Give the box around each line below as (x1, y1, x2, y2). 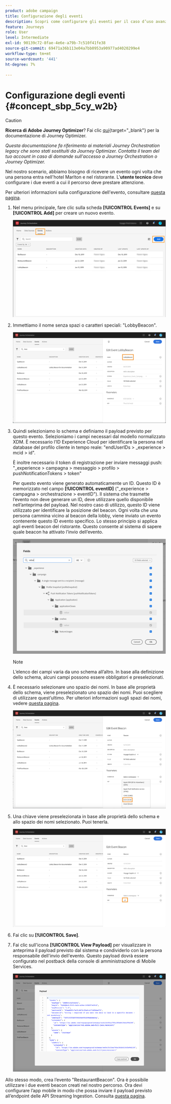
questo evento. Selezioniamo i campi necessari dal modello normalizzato (12, 433, 165, 440)
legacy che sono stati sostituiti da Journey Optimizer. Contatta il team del (5, 148, 160, 154)
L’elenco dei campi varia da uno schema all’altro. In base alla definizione (12, 669, 164, 675)
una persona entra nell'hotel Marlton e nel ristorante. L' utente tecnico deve (5, 174, 163, 180)
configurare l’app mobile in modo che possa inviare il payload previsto (5, 1087, 152, 1093)
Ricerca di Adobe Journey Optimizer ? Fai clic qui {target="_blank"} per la (5, 127, 159, 133)
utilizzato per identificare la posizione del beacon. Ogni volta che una (12, 507, 158, 513)
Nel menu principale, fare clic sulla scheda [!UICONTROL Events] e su (12, 205, 161, 211)
